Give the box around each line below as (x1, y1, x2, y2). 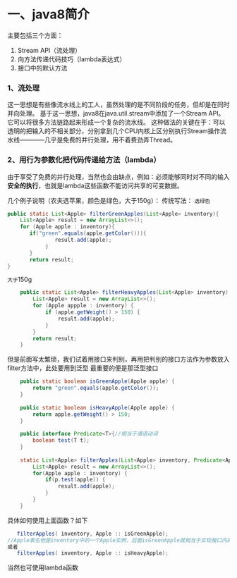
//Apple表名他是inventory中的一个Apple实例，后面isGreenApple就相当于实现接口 (7, 536, 222, 543)
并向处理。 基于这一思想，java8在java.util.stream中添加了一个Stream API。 (7, 109, 225, 118)
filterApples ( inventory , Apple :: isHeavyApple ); (16, 550, 169, 557)
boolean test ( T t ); (32, 437, 90, 444)
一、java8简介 (7, 6, 90, 23)
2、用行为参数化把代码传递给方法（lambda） (7, 155, 161, 165)
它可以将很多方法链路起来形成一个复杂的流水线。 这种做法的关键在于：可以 (7, 118, 226, 127)
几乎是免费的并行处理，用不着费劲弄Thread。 (44, 135, 177, 144)
